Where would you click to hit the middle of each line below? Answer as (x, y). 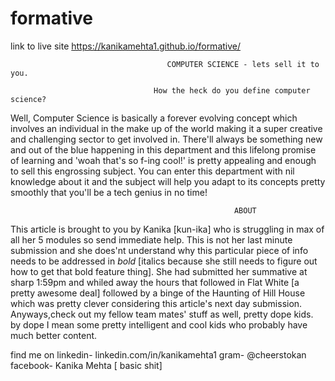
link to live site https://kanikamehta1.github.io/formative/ (126, 46)
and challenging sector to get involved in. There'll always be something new (166, 139)
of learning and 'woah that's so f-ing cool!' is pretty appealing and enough (163, 160)
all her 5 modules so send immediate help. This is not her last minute (151, 239)
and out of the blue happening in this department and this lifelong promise (163, 149)
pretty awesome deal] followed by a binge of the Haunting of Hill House (158, 293)
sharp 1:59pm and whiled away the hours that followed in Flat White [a (155, 282)
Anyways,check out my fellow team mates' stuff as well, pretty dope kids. (162, 314)
